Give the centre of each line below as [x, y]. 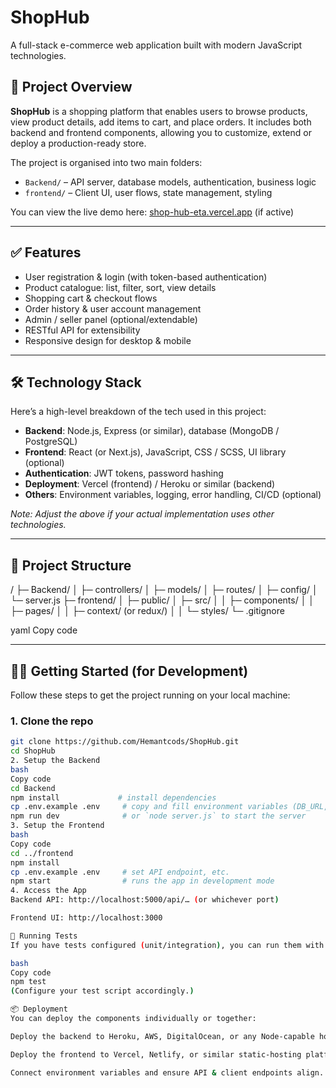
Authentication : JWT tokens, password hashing [124, 473]
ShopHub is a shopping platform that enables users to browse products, [159, 111]
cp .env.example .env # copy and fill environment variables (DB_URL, [169, 807]
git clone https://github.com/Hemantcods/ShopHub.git [125, 742]
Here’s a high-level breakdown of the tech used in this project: [138, 412]
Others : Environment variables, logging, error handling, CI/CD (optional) [173, 495]
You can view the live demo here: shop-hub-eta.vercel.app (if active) [152, 212]
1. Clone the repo [52, 721]
